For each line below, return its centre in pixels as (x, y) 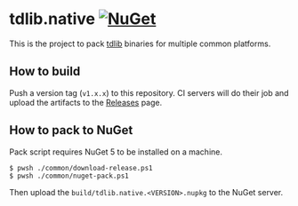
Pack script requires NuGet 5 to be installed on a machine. (116, 152)
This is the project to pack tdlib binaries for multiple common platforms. (140, 44)
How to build (45, 71)
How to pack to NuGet (71, 130)
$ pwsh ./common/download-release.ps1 (81, 168)
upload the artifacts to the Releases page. (86, 102)
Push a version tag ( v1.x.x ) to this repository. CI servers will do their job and (149, 92)
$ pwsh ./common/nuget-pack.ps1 (69, 176)
